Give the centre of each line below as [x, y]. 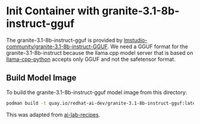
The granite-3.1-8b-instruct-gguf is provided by [65, 40]
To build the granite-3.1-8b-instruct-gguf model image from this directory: [97, 92]
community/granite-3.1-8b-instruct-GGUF [57, 46]
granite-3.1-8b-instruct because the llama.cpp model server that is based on [100, 52]
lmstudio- [136, 40]
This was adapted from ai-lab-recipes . [53, 114]
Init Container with [53, 11]
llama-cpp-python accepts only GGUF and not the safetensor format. [91, 59]
